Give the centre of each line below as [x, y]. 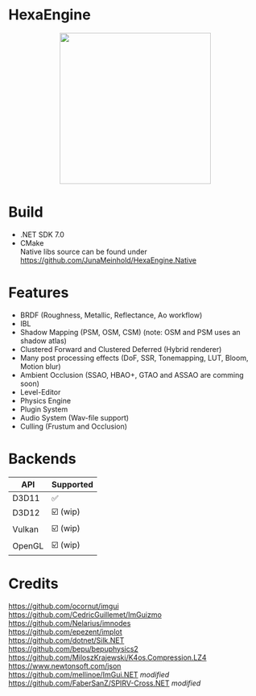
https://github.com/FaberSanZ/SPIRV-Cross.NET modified [105, 683]
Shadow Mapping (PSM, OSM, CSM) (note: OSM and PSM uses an [130, 332]
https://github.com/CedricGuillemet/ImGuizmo [85, 615]
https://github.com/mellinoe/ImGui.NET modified [89, 674]
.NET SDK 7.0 [42, 234]
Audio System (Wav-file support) [74, 417]
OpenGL [28, 546]
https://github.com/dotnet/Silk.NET [66, 640]
